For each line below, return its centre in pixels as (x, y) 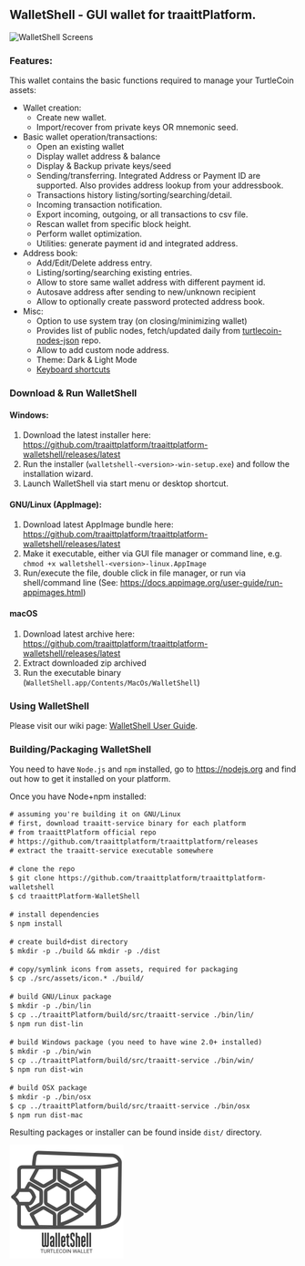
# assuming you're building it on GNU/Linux (95, 815)
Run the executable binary (71, 672)
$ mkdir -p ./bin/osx (51, 1097)
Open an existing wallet (80, 147)
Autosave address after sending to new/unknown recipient (146, 292)
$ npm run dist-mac (46, 1116)
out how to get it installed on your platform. (90, 779)
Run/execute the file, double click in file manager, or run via (134, 573)
